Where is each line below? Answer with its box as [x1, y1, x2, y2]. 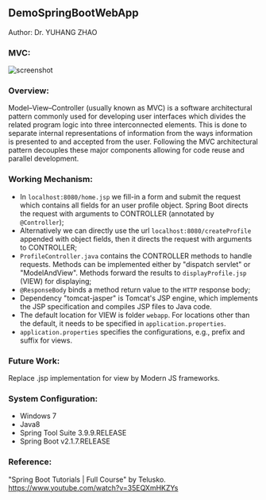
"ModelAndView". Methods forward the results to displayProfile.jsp [19, 268, 247, 277]
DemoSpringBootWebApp [8, 6, 139, 20]
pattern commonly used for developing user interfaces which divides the [8, 111, 246, 122]
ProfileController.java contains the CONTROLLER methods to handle [19, 250, 253, 261]
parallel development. [8, 154, 79, 164]
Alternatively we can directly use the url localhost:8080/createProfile [19, 226, 252, 235]
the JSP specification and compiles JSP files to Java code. [19, 301, 212, 311]
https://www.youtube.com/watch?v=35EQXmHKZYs [8, 483, 179, 492]
